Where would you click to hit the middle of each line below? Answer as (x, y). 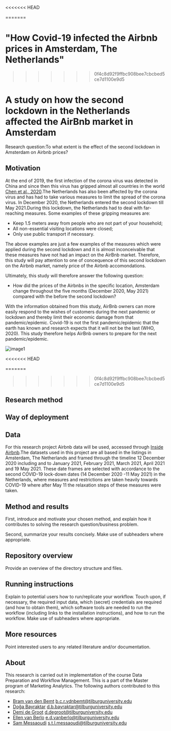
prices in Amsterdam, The (61, 49)
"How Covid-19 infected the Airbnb (81, 38)
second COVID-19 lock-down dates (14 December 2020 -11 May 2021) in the (86, 474)
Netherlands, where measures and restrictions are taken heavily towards (82, 480)
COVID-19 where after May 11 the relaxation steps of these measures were (83, 485)
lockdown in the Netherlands (68, 111)
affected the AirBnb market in (69, 122)
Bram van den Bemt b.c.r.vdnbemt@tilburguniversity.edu (72, 701)
